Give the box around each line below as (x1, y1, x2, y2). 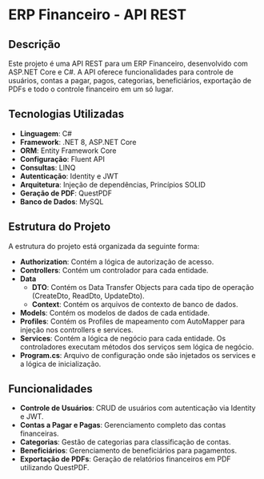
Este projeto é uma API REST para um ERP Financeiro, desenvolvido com (8, 58, 248, 68)
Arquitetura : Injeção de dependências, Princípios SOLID (19, 179, 206, 189)
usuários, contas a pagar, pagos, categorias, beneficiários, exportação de (8, 76, 252, 85)
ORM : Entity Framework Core (19, 146, 117, 155)
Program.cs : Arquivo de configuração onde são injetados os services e (19, 350, 256, 360)
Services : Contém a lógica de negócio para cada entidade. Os (19, 333, 226, 343)
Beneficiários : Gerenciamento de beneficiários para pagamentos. (19, 446, 238, 456)
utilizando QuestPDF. (19, 463, 90, 473)
